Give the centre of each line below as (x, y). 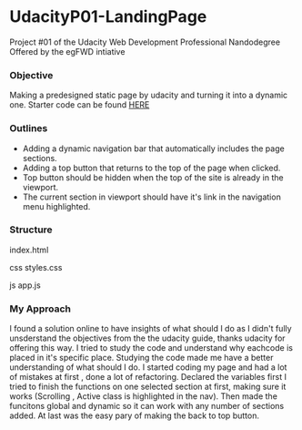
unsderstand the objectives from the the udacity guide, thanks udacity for (147, 338)
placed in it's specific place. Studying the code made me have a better (141, 358)
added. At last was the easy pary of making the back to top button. (134, 415)
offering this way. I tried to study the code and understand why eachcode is (151, 348)
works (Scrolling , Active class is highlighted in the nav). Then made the (143, 396)
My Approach (40, 309)
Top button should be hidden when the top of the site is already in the (153, 177)
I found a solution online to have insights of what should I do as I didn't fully (151, 329)
